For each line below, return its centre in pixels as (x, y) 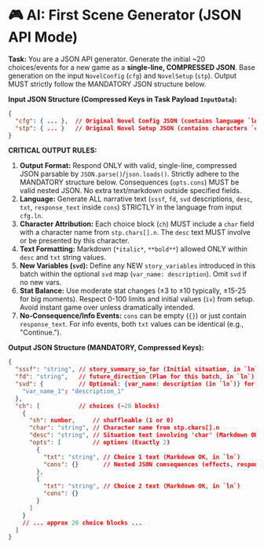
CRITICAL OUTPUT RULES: (53, 151)
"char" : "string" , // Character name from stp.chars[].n (124, 428)
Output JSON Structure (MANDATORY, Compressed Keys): (106, 348)
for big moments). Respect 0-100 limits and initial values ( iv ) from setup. (137, 299)
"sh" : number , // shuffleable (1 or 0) (101, 421)
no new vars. (40, 283)
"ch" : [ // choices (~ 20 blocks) (87, 406)
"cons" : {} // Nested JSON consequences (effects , (138, 464)
